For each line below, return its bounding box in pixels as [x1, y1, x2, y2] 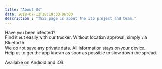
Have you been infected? [5, 30, 55, 35]
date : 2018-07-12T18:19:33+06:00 [5, 12, 73, 17]
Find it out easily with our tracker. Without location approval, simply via [5, 34, 147, 40]
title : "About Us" [5, 7, 42, 12]
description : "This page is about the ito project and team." [5, 16, 137, 21]
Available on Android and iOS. [5, 59, 65, 66]
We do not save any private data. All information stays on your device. [5, 45, 146, 51]
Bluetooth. [5, 40, 26, 46]
